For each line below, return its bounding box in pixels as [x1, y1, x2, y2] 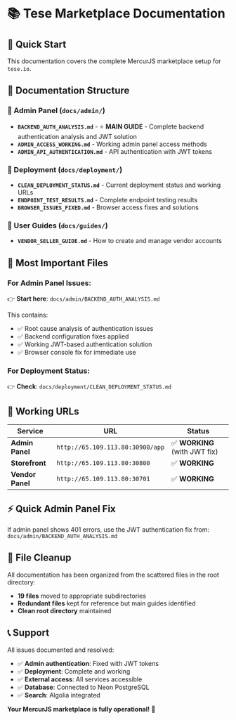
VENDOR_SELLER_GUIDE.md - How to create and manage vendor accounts [17, 237, 223, 245]
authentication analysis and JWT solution [17, 132, 137, 140]
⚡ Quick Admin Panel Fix [7, 503, 116, 515]
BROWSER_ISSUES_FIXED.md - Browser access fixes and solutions [17, 203, 199, 211]
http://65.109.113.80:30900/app [56, 443, 165, 452]
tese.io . [7, 65, 32, 72]
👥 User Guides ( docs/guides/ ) [7, 221, 108, 230]
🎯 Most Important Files [7, 257, 109, 269]
